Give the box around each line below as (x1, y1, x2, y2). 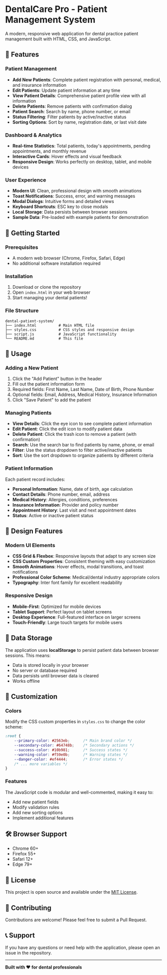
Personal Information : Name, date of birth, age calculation (12, 486, 133, 492)
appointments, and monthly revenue (12, 148, 87, 154)
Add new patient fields (12, 799, 59, 805)
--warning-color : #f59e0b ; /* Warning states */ (14, 752, 128, 757)
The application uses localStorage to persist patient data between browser (5, 647, 159, 653)
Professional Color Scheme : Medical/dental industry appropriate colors (12, 575, 160, 581)
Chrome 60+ (12, 845, 39, 851)
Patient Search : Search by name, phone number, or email (12, 108, 131, 114)
